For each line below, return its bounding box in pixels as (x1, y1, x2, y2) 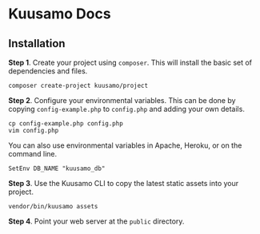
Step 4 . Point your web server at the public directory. (8, 216, 185, 226)
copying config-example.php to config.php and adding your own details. (8, 105, 246, 113)
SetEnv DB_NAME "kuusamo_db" (8, 165, 106, 173)
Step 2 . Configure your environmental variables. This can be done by (8, 96, 236, 105)
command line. (8, 149, 58, 158)
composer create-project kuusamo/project (8, 81, 149, 89)
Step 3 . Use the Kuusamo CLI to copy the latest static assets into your (8, 179, 239, 188)
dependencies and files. (8, 66, 88, 76)
